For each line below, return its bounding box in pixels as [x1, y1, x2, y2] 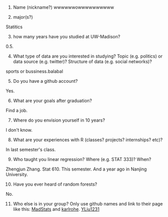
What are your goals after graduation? [13, 98, 92, 103]
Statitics [6, 24, 23, 30]
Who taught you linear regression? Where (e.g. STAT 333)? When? [13, 156, 152, 162]
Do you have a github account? [13, 78, 78, 84]
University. [6, 172, 28, 177]
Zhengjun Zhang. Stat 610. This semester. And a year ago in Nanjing [6, 166, 147, 172]
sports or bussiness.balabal [6, 68, 64, 74]
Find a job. [6, 107, 28, 113]
